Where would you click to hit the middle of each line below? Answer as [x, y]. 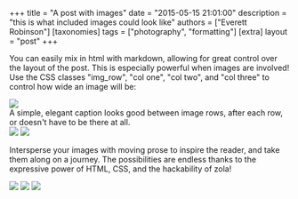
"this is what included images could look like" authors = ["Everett [128, 22]
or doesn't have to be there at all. [70, 122]
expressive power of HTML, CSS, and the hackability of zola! [121, 169]
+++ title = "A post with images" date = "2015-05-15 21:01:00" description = [148, 13]
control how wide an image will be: [72, 87]
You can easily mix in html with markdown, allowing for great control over [144, 58]
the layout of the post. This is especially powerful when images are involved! [149, 68]
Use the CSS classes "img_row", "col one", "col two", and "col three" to [139, 77]
